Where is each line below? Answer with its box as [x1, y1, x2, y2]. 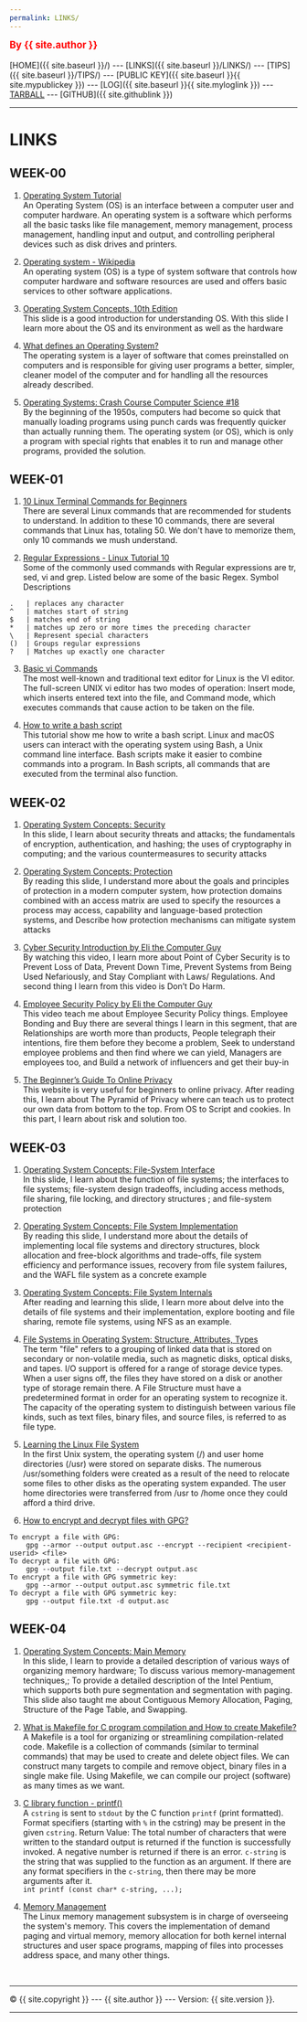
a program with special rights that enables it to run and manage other [22, 435, 283, 446]
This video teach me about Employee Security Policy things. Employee [22, 1008, 289, 1019]
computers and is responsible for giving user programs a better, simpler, [22, 359, 295, 370]
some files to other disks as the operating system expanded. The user [22, 1478, 286, 1489]
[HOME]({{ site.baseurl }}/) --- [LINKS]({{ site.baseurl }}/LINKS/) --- [9, 59, 265, 70]
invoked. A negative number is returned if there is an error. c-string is [22, 1846, 287, 1857]
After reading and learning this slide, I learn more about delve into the [22, 1297, 285, 1308]
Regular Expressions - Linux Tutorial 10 [22, 552, 170, 563]
